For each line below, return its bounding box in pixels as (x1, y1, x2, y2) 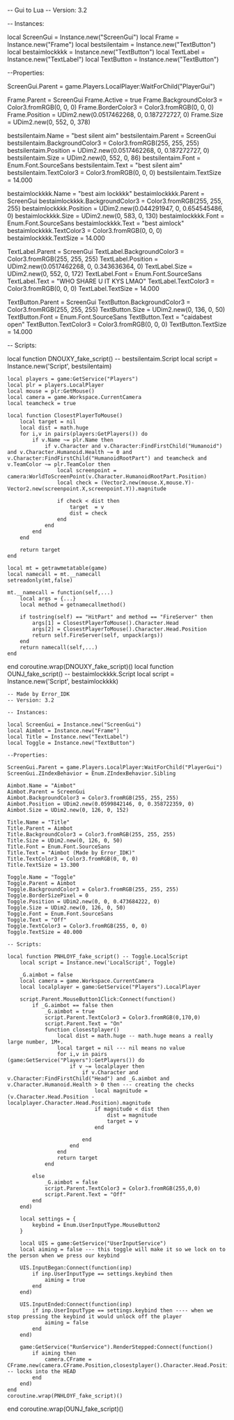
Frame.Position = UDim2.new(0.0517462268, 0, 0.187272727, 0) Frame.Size (7, 111, 224, 119)
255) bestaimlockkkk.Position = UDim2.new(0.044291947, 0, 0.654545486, (7, 204, 224, 212)
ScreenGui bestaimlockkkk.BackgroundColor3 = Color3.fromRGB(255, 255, (7, 197, 223, 205)
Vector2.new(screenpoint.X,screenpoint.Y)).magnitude (7, 485, 167, 492)
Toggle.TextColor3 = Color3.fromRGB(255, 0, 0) (7, 923, 148, 930)
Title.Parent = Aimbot (7, 825, 73, 832)
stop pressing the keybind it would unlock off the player (7, 1313, 182, 1320)
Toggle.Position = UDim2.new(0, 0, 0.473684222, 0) (7, 898, 160, 905)
